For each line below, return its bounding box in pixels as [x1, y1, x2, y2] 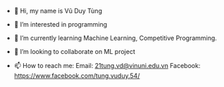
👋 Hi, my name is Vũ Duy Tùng [13, 7, 102, 15]
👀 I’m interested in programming [13, 20, 108, 28]
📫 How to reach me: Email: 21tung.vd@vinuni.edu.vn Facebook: [13, 62, 201, 69]
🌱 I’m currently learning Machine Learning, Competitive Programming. [13, 34, 217, 42]
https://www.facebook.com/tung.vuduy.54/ [13, 72, 140, 80]
